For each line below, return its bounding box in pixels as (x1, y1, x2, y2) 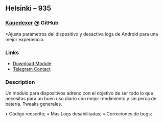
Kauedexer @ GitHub (5, 19, 59, 26)
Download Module (12, 60, 52, 67)
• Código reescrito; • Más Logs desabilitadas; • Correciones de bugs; (5, 111, 152, 117)
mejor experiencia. (5, 36, 45, 42)
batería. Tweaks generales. (5, 101, 62, 107)
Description (5, 78, 35, 85)
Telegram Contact (12, 66, 51, 72)
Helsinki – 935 (5, 4, 51, 13)
